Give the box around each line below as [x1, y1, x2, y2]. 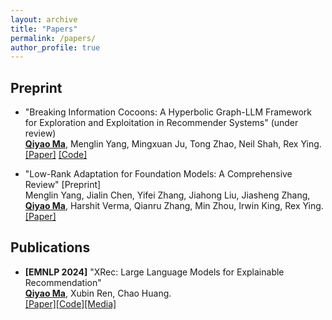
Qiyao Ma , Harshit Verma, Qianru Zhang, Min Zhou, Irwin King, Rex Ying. [24, 200, 324, 212]
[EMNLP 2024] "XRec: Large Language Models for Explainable [24, 266, 285, 278]
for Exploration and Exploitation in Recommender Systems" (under [24, 117, 299, 129]
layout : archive [10, 14, 78, 25]
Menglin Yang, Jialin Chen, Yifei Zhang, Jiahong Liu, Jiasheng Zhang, [24, 189, 311, 201]
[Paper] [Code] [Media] [24, 297, 117, 310]
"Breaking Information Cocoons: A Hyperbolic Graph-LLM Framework [24, 106, 313, 118]
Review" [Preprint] [24, 179, 102, 191]
